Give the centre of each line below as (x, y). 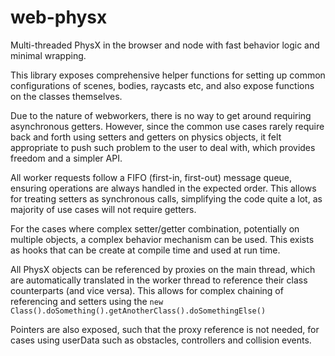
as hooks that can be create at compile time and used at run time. (145, 250)
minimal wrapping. (48, 55)
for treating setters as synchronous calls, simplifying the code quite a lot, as (166, 198)
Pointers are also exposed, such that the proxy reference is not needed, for (165, 329)
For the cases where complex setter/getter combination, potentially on (155, 228)
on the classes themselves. (66, 96)
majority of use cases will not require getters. (103, 209)
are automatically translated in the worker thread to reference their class (159, 280)
